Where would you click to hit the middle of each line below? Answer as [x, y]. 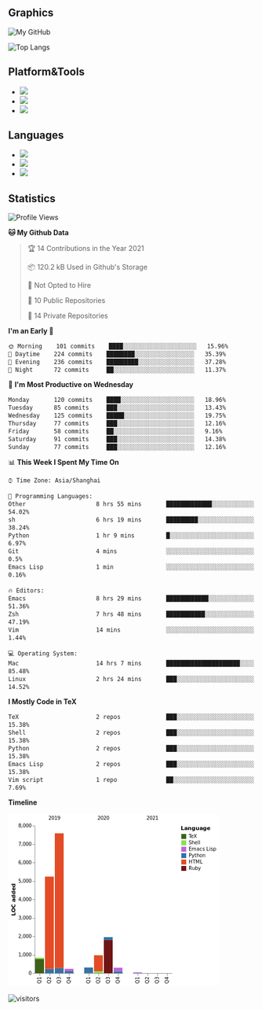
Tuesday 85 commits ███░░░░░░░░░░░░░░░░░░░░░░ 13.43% [117, 408]
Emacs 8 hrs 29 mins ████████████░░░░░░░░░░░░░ [131, 599]
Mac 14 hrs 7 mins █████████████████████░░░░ [131, 664]
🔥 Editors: [26, 591]
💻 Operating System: [43, 654]
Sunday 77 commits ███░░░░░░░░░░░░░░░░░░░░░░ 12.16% [117, 448]
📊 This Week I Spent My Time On [64, 463]
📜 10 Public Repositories [66, 300]
